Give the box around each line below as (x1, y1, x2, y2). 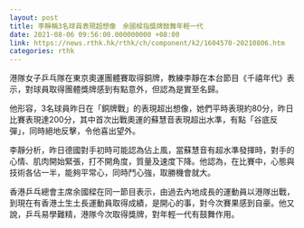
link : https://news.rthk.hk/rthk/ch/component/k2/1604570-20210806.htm (9, 38, 285, 48)
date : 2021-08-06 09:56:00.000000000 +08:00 (9, 30, 180, 39)
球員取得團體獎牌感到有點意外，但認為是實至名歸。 (33, 84, 223, 95)
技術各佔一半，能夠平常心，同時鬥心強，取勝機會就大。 (9, 168, 215, 178)
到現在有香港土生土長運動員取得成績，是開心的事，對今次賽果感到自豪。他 (9, 197, 287, 208)
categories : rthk (9, 47, 75, 56)
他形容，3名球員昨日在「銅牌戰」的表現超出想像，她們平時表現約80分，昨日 (9, 103, 294, 114)
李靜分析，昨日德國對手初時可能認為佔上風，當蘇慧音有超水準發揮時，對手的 (9, 145, 295, 156)
